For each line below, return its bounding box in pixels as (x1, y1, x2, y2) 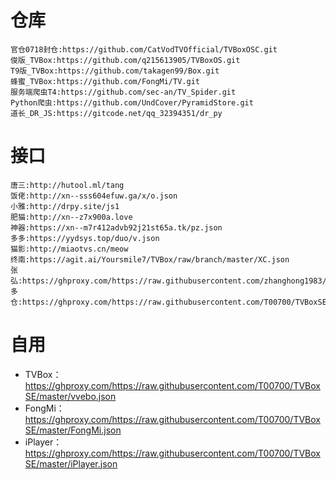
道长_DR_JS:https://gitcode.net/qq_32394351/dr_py (10, 108, 223, 118)
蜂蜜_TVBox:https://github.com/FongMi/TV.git (10, 76, 200, 86)
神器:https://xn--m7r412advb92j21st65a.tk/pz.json (10, 222, 223, 233)
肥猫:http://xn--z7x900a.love (10, 212, 133, 222)
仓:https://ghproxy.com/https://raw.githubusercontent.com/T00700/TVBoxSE (10, 297, 327, 307)
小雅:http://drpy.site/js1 (10, 201, 120, 211)
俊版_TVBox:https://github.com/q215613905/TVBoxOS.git (10, 55, 241, 65)
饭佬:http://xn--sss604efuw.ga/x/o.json (10, 191, 178, 201)
